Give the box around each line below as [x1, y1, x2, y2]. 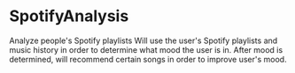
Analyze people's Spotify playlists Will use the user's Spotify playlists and [9, 35, 278, 46]
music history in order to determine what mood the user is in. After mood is [9, 44, 283, 55]
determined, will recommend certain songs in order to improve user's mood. [9, 54, 287, 64]
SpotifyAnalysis [9, 6, 129, 26]
